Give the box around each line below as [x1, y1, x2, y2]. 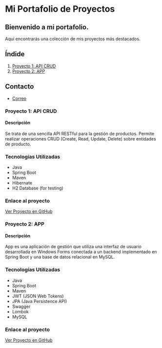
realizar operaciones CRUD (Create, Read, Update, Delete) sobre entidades [5, 136, 156, 141]
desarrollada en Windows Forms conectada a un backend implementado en [5, 249, 157, 255]
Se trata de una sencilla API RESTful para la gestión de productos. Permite [5, 131, 155, 137]
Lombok [12, 308, 29, 314]
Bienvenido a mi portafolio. [5, 23, 89, 31]
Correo [12, 95, 27, 101]
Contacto [5, 82, 34, 91]
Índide [5, 50, 25, 58]
